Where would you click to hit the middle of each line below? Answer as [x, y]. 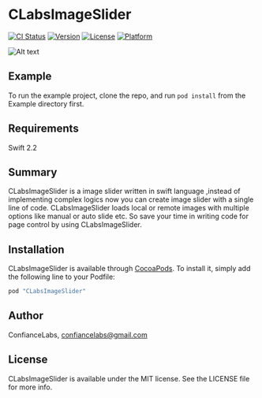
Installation [36, 249]
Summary [33, 172]
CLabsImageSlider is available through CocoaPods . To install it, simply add [129, 269]
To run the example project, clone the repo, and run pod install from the [127, 95]
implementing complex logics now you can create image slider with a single [131, 199]
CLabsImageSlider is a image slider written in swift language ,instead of [124, 192]
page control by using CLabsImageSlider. [75, 225]
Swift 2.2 [23, 147]
